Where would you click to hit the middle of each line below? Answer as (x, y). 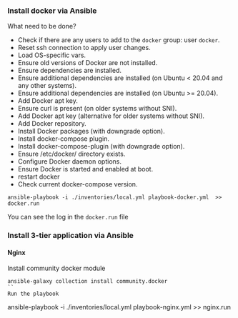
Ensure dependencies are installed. (70, 71)
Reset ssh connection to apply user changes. (84, 48)
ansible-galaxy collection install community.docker (88, 282)
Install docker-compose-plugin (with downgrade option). (101, 146)
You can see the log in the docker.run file (68, 217)
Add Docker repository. (52, 124)
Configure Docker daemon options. (69, 162)
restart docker (39, 177)
